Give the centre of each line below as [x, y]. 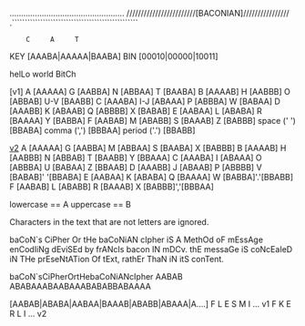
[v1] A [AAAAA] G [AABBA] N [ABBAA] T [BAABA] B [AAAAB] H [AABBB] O [150, 92]
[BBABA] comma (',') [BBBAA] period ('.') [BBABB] [102, 130]
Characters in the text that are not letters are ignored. [109, 222]
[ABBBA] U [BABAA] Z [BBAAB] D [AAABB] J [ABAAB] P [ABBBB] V [136, 167]
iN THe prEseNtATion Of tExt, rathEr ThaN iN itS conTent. [117, 259]
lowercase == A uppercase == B [71, 204]
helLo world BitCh [43, 74]
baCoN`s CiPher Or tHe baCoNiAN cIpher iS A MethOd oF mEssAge [137, 239]
